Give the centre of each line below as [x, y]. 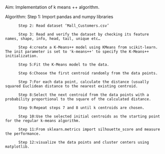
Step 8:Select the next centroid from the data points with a [83, 95]
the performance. [23, 134]
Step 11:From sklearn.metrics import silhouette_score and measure [89, 129]
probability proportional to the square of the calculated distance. [78, 99]
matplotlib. [17, 147]
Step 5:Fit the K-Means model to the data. [64, 65]
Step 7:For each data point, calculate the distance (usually [83, 82]
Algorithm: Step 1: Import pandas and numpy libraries [59, 17]
